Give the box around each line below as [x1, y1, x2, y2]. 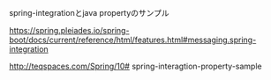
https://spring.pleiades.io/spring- [9, 25, 130, 35]
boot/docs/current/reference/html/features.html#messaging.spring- [9, 34, 257, 45]
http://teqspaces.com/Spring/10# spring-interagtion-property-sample [9, 61, 262, 71]
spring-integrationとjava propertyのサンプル [9, 8, 169, 18]
